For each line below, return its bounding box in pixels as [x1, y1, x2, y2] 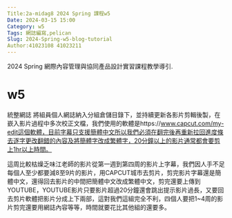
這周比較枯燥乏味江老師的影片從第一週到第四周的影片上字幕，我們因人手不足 [7, 160, 225, 168]
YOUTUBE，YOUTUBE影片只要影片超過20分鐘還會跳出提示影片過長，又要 [7, 185, 218, 194]
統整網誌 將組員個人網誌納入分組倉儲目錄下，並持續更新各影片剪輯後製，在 [7, 110, 221, 118]
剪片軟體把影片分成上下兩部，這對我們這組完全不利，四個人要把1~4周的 [12, 194, 217, 203]
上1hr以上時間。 [7, 145, 52, 153]
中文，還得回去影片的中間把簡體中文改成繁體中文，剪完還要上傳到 [12, 177, 201, 185]
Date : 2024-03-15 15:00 [7, 17, 76, 24]
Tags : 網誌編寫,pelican [7, 29, 71, 37]
